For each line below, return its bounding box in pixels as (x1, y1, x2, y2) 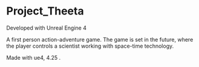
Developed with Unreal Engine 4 (6, 24, 86, 31)
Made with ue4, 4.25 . (6, 54, 61, 61)
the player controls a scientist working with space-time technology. (6, 42, 174, 49)
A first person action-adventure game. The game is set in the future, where (6, 36, 194, 43)
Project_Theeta (6, 4, 84, 18)
